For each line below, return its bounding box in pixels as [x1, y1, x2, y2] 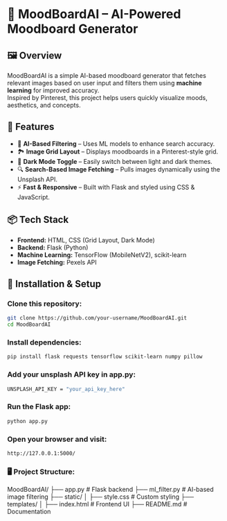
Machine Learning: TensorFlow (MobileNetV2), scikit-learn [17, 250, 187, 259]
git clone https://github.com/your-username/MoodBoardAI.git [7, 315, 188, 322]
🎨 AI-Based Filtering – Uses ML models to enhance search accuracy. [17, 139, 215, 148]
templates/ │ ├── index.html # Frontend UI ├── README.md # [7, 500, 188, 508]
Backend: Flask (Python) [17, 243, 89, 251]
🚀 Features [7, 121, 55, 133]
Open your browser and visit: [7, 434, 107, 444]
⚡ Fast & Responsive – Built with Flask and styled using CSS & [17, 183, 195, 191]
